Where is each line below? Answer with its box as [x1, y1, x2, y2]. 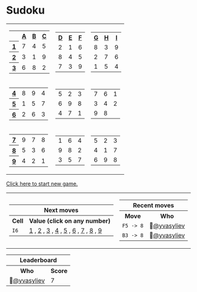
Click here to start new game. [6, 180, 78, 187]
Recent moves [133, 201, 175, 210]
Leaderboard [20, 256, 57, 264]
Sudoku [6, 4, 46, 17]
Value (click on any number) [29, 217, 111, 225]
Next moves [44, 206, 79, 214]
